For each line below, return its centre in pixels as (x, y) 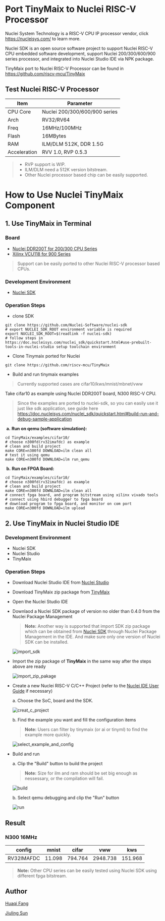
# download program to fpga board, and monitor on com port (69, 504)
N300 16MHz (21, 837)
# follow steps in (24, 338)
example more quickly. (48, 735)
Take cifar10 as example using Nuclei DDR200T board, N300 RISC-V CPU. (81, 394)
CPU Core (19, 112)
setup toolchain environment (86, 347)
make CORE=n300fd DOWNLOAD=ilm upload (45, 508)
